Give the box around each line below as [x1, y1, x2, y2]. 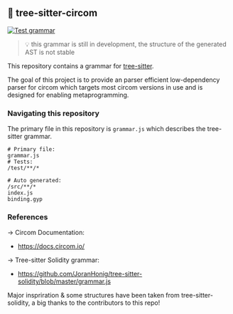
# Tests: [7, 158, 33, 166]
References [7, 212, 48, 222]
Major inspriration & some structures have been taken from [7, 291, 180, 300]
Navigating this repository [7, 108, 99, 118]
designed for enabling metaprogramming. [7, 90, 129, 99]
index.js [7, 189, 33, 197]
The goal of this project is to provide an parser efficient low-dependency [7, 75, 220, 84]
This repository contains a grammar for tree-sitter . [7, 61, 154, 70]
